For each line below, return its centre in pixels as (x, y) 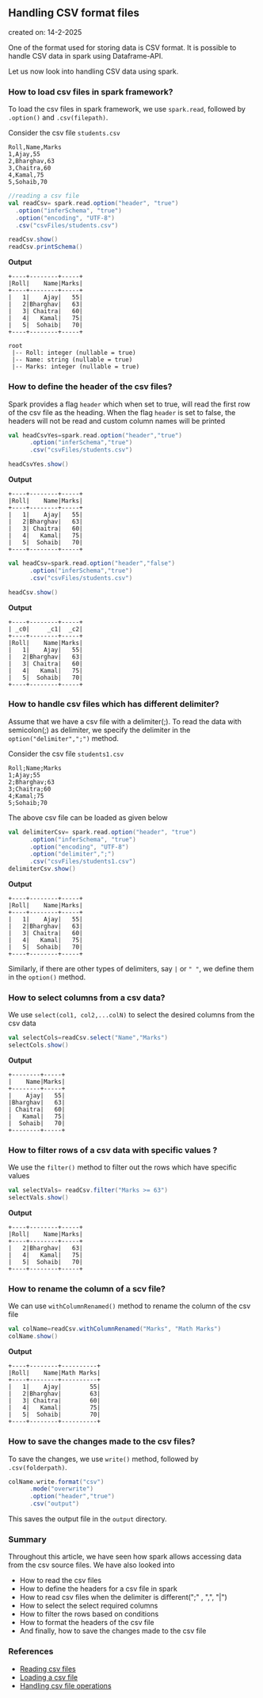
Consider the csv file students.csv (64, 133)
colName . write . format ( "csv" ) (56, 1482)
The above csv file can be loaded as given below (88, 817)
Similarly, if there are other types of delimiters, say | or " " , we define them (131, 969)
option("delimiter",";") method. (63, 738)
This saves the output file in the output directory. (88, 1519)
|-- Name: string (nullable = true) (72, 360)
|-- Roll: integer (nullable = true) (74, 353)
